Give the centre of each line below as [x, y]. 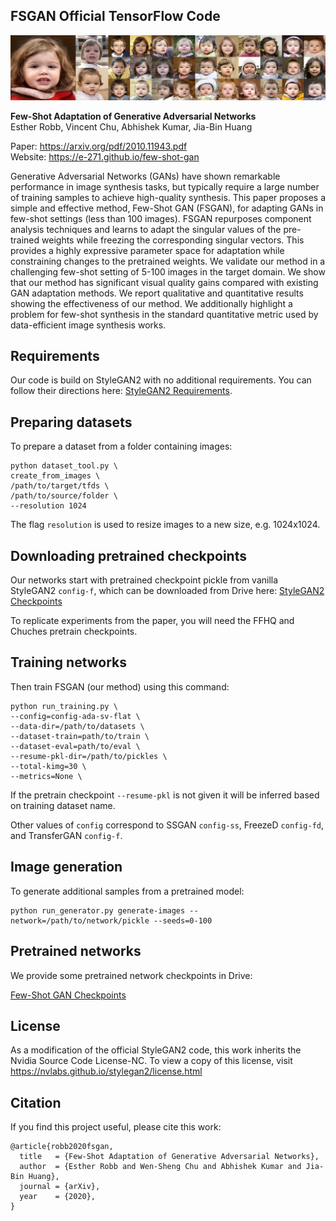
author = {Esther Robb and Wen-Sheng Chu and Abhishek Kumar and [160, 1167]
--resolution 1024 [48, 506]
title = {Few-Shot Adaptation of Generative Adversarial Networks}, [169, 1157]
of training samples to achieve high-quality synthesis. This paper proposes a [168, 197]
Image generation [66, 867]
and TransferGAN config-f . [66, 835]
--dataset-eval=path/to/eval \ [75, 746]
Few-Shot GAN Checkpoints [68, 995]
